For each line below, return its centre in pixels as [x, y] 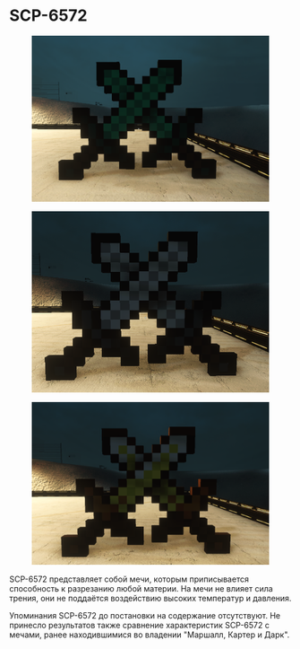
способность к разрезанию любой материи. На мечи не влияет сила [141, 589]
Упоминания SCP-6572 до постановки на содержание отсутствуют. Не [145, 616]
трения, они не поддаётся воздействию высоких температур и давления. [150, 599]
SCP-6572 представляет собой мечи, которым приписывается [129, 579]
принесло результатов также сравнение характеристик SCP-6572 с [140, 626]
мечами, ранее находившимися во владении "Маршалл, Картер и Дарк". [150, 635]
